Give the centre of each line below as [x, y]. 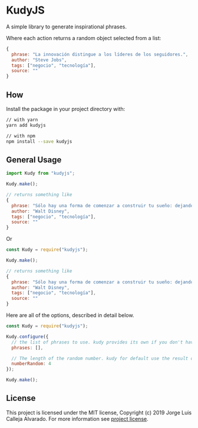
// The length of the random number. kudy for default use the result [100, 358]
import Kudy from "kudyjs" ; [41, 174]
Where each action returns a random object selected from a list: [84, 38]
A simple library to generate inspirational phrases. [67, 27]
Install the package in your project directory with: [66, 109]
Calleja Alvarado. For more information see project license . [77, 419]
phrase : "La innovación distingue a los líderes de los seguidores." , [100, 54]
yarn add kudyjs [26, 125]
